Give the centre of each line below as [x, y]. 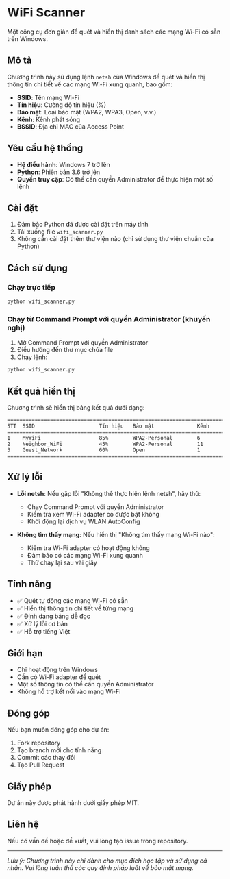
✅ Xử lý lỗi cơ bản [42, 623]
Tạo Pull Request [41, 765]
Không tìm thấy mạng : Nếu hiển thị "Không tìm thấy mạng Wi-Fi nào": [116, 534]
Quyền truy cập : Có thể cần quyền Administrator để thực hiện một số [115, 179]
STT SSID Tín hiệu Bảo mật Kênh [108, 426]
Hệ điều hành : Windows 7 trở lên [64, 164]
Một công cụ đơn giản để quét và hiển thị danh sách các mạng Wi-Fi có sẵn [114, 32]
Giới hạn [25, 653]
